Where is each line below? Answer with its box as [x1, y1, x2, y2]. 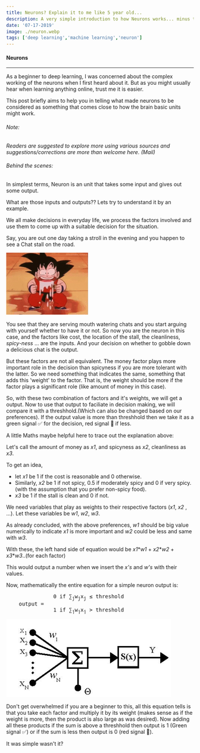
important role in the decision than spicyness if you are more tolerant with [6, 364, 187, 371]
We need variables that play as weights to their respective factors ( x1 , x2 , [6, 503, 187, 511]
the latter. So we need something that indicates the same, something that [6, 370, 186, 377]
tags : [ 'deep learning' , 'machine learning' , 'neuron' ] [6, 35, 143, 41]
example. [6, 205, 29, 212]
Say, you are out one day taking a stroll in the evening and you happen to [6, 234, 185, 241]
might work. [6, 110, 36, 117]
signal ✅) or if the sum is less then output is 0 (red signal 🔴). [6, 729, 154, 736]
